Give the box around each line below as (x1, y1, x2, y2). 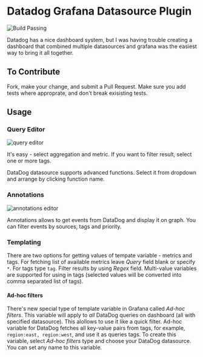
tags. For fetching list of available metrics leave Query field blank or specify (7, 258, 196, 266)
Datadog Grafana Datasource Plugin (7, 4, 192, 18)
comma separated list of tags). (7, 278, 84, 285)
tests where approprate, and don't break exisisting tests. (7, 89, 148, 97)
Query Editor (7, 125, 45, 134)
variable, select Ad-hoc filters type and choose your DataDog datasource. (7, 338, 191, 345)
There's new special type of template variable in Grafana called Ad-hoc (7, 305, 185, 313)
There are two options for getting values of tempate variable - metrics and (7, 252, 193, 259)
